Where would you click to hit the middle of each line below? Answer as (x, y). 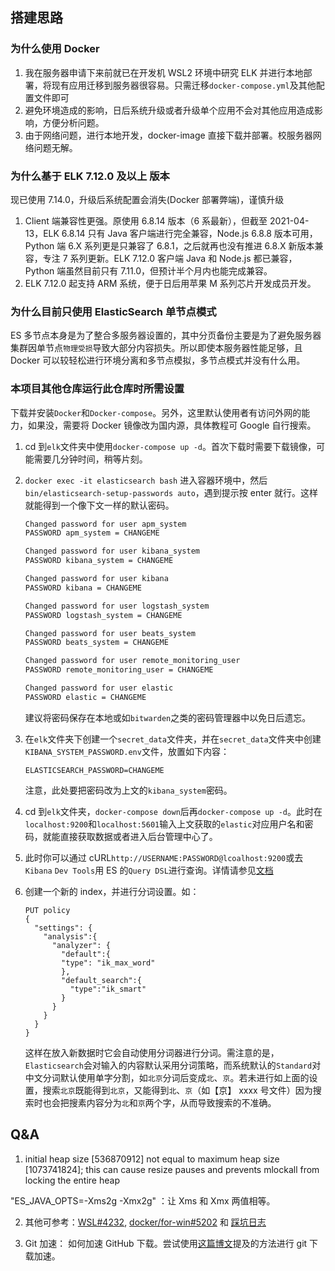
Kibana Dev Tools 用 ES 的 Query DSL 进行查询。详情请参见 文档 (149, 870)
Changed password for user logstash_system (117, 606)
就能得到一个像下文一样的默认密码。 (99, 505)
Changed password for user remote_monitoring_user (132, 661)
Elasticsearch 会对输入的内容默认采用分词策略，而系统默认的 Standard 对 (173, 1065)
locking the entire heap (72, 1180)
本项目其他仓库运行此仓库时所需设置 (97, 389)
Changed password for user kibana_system (112, 551)
